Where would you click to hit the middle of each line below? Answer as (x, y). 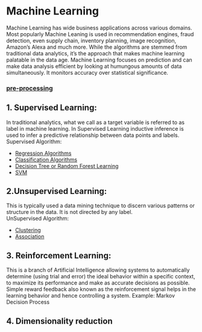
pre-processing (30, 88)
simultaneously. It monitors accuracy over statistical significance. (87, 72)
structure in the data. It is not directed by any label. (69, 212)
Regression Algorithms (43, 153)
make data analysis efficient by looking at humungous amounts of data (94, 66)
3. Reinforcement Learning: (59, 255)
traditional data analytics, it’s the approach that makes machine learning (96, 53)
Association (30, 237)
